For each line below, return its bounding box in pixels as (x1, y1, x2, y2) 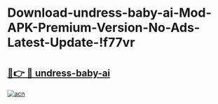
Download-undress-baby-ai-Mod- (7, 5, 212, 21)
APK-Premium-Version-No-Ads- (7, 20, 200, 36)
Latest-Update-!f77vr (7, 35, 135, 50)
